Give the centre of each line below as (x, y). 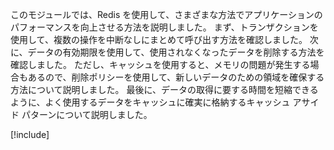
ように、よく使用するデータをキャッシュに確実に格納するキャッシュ (150, 102)
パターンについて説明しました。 (87, 114)
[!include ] (30, 134)
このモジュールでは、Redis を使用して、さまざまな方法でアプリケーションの (166, 14)
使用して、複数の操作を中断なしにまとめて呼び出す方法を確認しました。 (159, 39)
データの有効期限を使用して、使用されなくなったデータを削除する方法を (176, 52)
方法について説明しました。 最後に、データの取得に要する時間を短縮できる (164, 89)
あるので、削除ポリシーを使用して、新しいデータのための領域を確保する (176, 77)
